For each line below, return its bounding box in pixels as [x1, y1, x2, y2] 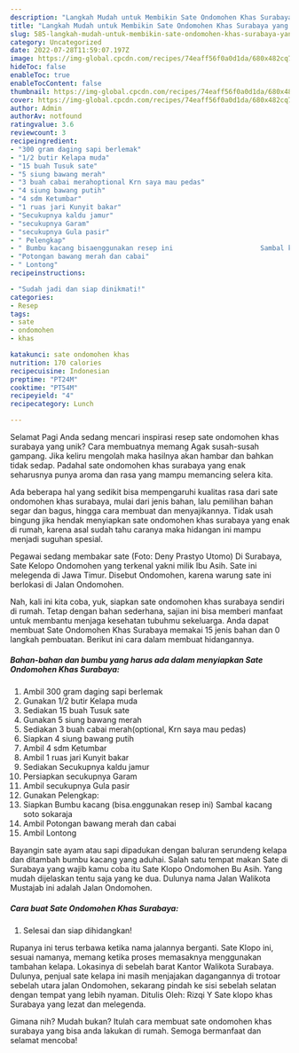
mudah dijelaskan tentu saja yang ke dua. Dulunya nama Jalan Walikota [10, 873, 271, 884]
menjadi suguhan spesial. [10, 534, 103, 544]
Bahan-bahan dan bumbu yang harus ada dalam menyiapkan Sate [10, 654, 264, 665]
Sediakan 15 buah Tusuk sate [22, 704, 130, 715]
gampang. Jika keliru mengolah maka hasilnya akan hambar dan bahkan [10, 451, 274, 461]
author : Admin [10, 104, 63, 113]
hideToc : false [10, 63, 67, 72]
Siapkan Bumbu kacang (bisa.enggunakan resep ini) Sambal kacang [22, 799, 273, 810]
